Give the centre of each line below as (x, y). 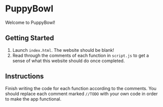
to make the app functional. (33, 99)
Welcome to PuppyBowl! (30, 22)
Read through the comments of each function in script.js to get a (81, 55)
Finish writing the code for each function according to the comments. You (81, 88)
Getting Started (30, 38)
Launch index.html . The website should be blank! (63, 50)
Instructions (24, 76)
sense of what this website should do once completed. (69, 61)
